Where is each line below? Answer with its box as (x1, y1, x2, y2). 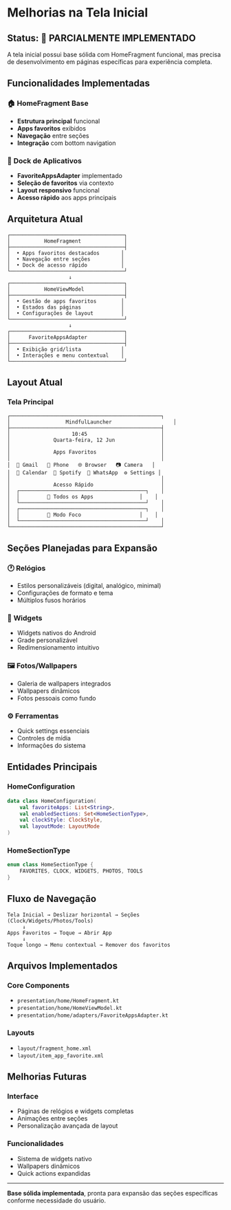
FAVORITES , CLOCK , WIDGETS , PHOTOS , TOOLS (19, 868, 143, 874)
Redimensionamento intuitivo (16, 643, 100, 652)
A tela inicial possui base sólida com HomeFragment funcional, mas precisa (7, 50, 221, 58)
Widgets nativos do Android (16, 629, 96, 637)
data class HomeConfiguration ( (7, 797, 97, 804)
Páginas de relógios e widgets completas (16, 1107, 134, 1115)
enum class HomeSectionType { (7, 861, 94, 868)
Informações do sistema (16, 741, 86, 750)
